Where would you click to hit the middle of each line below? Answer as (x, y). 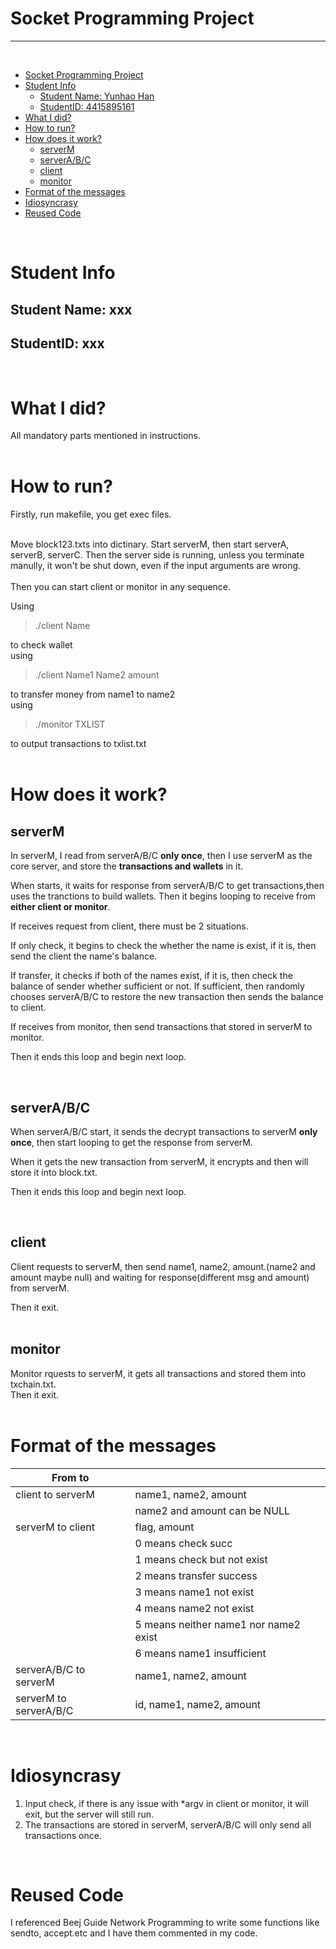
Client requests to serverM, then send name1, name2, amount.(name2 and (163, 1266)
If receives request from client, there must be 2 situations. (129, 926)
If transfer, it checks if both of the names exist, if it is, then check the (151, 976)
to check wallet (41, 645)
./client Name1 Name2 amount (97, 675)
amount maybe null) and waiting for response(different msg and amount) (160, 1277)
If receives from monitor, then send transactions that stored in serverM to (161, 1027)
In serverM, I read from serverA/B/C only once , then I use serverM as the (161, 856)
